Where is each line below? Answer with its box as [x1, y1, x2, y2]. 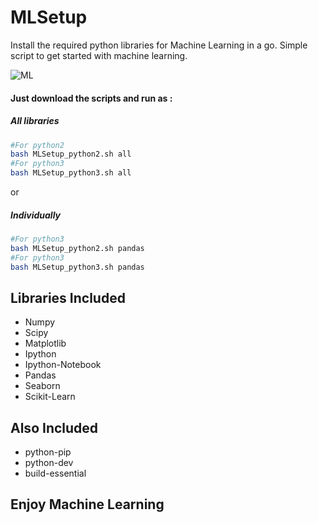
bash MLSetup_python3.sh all [10, 168, 132, 178]
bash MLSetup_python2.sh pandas [10, 243, 145, 253]
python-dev [24, 457, 74, 469]
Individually [10, 209, 62, 221]
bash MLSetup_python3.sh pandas [10, 262, 145, 272]
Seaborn [24, 380, 61, 392]
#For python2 [10, 140, 65, 150]
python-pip [24, 446, 72, 458]
